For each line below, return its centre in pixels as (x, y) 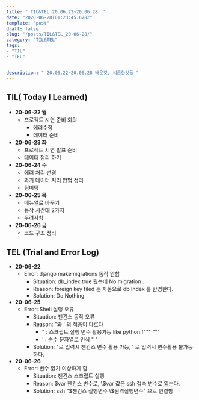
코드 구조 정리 (40, 233)
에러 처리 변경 (40, 173)
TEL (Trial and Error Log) (53, 252)
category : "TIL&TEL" (32, 40)
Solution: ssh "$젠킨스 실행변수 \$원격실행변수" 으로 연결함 (103, 391)
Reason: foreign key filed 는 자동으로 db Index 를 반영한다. (103, 289)
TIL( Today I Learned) (47, 97)
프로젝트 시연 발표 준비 (51, 150)
